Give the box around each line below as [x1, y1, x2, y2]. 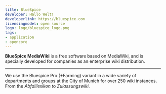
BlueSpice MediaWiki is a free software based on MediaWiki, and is [5, 53, 143, 59]
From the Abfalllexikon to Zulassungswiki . [5, 83, 90, 89]
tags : [5, 30, 16, 35]
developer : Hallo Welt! [5, 12, 54, 17]
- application [5, 35, 35, 40]
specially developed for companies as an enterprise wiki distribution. [5, 58, 145, 64]
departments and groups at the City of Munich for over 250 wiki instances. [5, 78, 157, 84]
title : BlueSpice [5, 7, 41, 12]
